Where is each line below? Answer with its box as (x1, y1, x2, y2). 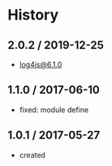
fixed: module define (19, 104, 89, 115)
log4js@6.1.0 (19, 59, 62, 69)
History (7, 6, 59, 24)
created (19, 150, 46, 159)
